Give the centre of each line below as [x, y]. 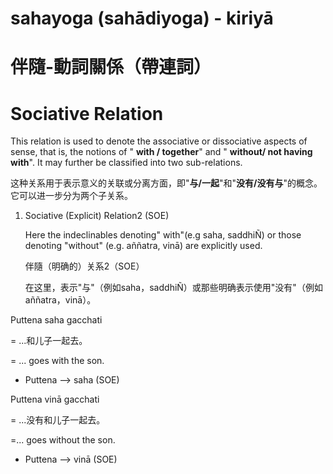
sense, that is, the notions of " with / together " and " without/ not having [161, 152]
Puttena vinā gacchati [55, 399]
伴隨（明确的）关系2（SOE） [84, 266]
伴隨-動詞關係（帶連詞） [111, 67]
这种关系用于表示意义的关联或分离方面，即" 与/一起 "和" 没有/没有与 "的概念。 [166, 183]
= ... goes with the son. [57, 361]
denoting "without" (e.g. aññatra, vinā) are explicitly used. [143, 246]
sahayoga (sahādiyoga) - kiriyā [142, 18]
